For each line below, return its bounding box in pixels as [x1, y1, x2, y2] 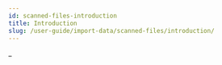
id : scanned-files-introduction [8, 11, 117, 20]
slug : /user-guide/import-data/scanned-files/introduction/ [8, 26, 216, 35]
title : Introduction [8, 19, 78, 27]
